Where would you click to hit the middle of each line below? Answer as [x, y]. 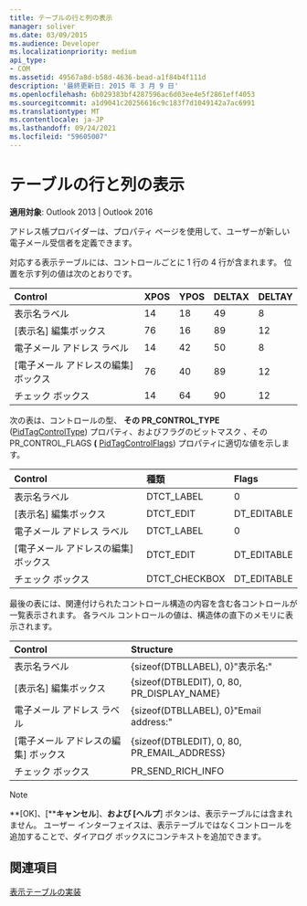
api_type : [28, 60]
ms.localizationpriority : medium [73, 52]
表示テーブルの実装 [46, 891]
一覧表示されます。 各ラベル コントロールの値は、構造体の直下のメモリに [148, 615]
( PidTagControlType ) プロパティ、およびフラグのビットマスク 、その [138, 431]
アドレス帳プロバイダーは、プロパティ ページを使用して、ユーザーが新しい [150, 231]
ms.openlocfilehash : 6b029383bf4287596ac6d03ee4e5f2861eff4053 [132, 94]
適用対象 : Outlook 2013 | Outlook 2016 [81, 212]
